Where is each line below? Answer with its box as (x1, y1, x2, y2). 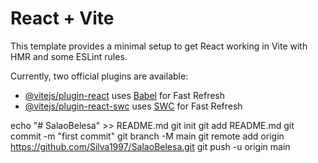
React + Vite (10, 7, 115, 30)
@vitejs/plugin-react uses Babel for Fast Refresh (24, 89, 226, 101)
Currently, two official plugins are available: (10, 70, 189, 82)
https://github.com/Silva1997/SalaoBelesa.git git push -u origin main (10, 140, 291, 152)
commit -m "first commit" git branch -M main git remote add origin (10, 130, 285, 142)
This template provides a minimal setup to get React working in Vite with (10, 40, 308, 52)
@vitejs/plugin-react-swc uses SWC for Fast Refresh (24, 100, 243, 112)
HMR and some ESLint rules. (10, 50, 128, 62)
